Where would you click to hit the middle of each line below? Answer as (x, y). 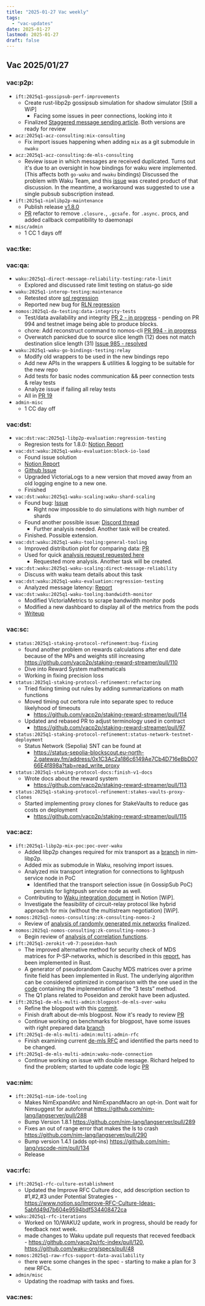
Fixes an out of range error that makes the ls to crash (91, 1128)
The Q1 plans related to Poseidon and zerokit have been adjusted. (107, 995)
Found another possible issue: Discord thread (82, 523)
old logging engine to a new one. (65, 483)
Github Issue (40, 470)
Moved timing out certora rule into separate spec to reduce (99, 701)
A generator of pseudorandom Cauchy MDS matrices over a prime (108, 969)
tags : (13, 18)
